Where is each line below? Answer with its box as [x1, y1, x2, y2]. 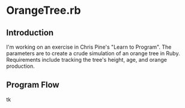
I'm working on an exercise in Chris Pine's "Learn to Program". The [6, 43, 172, 50]
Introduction [6, 28, 54, 38]
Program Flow [6, 80, 59, 90]
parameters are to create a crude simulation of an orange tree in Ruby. [6, 50, 180, 57]
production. [6, 62, 35, 70]
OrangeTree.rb [6, 4, 81, 17]
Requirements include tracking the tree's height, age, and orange [6, 56, 167, 63]
